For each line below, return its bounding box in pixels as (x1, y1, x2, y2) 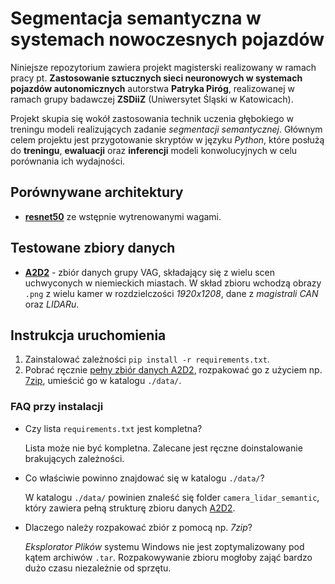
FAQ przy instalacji (10, 400, 104, 414)
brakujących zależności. (24, 452, 125, 464)
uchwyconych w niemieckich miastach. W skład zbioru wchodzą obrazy (24, 277, 322, 289)
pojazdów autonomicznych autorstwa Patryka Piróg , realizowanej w (10, 82, 295, 94)
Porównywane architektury (10, 184, 184, 201)
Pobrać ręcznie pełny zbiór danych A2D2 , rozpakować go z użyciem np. (24, 364, 323, 376)
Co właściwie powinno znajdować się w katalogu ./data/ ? (24, 472, 265, 484)
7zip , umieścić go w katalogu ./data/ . (24, 375, 182, 387)
